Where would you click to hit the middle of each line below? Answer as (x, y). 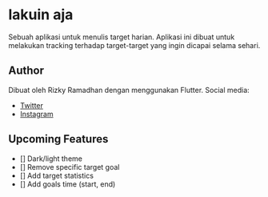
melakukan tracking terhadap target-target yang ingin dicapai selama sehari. (134, 45)
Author (26, 71)
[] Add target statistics (57, 175)
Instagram (36, 114)
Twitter (32, 105)
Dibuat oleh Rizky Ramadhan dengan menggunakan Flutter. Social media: (129, 90)
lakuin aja (41, 15)
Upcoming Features (58, 139)
